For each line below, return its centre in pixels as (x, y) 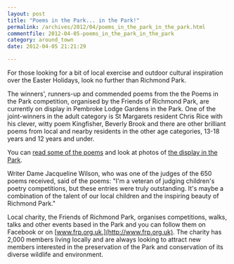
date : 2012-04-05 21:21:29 (47, 46)
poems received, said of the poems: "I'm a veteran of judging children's (111, 181)
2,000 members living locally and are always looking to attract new (104, 239)
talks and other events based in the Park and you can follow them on (106, 225)
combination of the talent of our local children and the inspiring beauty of (113, 196)
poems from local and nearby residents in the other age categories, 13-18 (113, 131)
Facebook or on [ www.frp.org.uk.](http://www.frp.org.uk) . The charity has (115, 232)
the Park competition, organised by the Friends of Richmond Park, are (108, 101)
